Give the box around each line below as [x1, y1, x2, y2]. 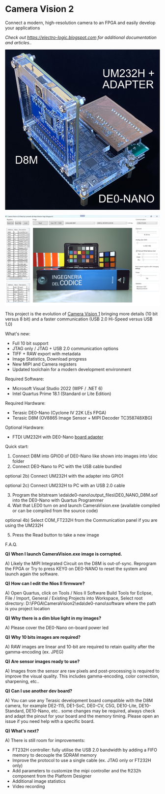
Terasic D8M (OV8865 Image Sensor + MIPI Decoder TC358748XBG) [12, 415, 153, 421]
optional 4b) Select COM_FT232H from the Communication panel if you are [5, 517, 158, 523]
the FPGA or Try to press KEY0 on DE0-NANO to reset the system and [5, 566, 147, 572]
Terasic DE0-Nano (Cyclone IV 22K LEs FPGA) [12, 410, 107, 416]
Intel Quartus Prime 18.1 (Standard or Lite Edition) [12, 391, 111, 397]
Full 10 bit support [12, 340, 49, 346]
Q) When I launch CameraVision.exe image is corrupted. [5, 551, 122, 557]
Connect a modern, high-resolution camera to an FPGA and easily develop [5, 20, 156, 26]
